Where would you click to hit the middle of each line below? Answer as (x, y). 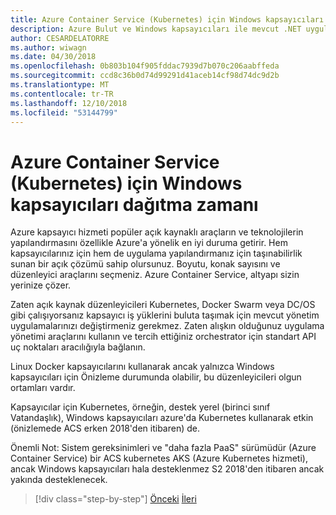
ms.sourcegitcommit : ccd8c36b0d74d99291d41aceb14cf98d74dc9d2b (145, 76)
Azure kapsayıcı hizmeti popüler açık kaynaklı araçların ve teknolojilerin (157, 232)
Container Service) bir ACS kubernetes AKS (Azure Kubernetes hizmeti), (159, 458)
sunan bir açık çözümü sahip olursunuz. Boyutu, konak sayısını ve (145, 264)
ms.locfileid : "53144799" (64, 112)
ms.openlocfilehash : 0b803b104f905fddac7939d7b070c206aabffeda (145, 66)
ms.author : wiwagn (48, 47)
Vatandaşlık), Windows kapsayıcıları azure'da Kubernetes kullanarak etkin (162, 418)
